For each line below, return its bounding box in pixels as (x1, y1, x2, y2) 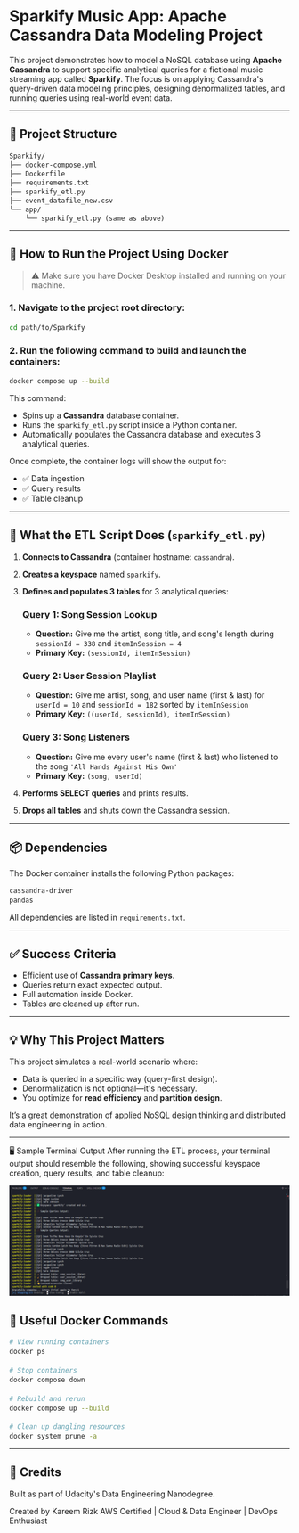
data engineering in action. (9, 1119, 108, 1129)
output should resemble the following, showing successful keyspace (9, 1158, 261, 1168)
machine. (30, 279, 66, 291)
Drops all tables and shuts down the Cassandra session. (21, 805, 230, 816)
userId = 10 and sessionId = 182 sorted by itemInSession (35, 700, 249, 710)
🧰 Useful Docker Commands (9, 1313, 169, 1329)
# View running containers (9, 1338, 109, 1347)
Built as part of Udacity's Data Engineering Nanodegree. (9, 1488, 215, 1499)
